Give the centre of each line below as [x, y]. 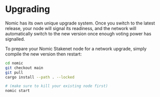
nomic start [17, 91]
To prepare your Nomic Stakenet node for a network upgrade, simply [76, 48]
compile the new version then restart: [44, 54]
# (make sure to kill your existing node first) [57, 86]
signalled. [15, 39]
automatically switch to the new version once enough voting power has [78, 33]
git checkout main [24, 68]
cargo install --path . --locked [40, 77]
